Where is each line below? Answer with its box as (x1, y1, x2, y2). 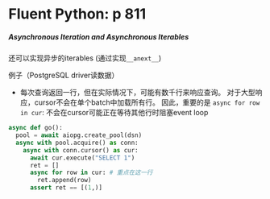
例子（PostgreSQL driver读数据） (8, 70, 119, 81)
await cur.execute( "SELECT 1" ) (29, 154, 135, 162)
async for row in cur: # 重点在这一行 (29, 168, 153, 177)
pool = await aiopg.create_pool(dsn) (15, 131, 143, 139)
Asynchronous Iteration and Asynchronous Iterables (8, 31, 189, 41)
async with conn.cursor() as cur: (23, 146, 139, 154)
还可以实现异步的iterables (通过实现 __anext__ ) (8, 53, 162, 63)
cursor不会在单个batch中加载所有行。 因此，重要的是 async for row (34, 97, 260, 107)
